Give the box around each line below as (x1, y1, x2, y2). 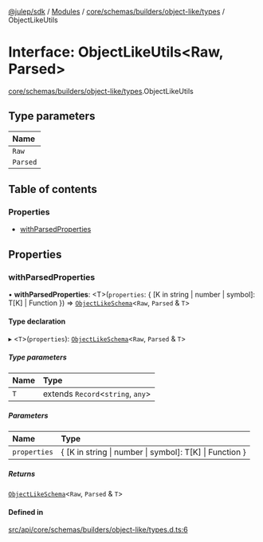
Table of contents (8, 183, 97, 196)
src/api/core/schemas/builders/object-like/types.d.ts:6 (8, 525, 189, 535)
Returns (8, 469, 36, 478)
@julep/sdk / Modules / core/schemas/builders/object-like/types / (8, 7, 226, 16)
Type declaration (8, 316, 66, 326)
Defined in (8, 507, 44, 516)
